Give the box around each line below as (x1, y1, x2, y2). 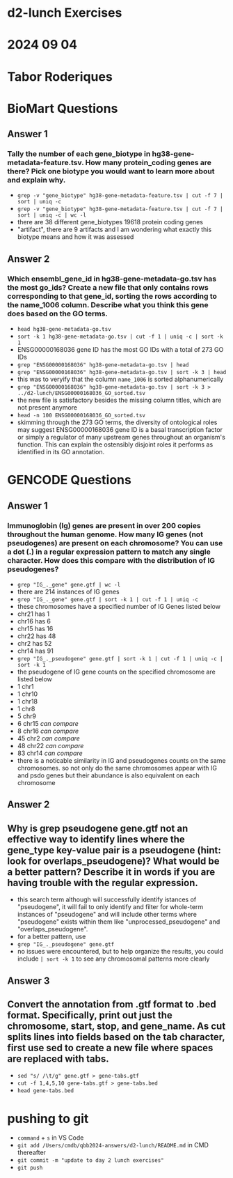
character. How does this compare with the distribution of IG (7, 555, 216, 565)
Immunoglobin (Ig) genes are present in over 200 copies (7, 520, 201, 530)
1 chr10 (17, 690, 38, 698)
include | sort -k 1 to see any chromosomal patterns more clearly (17, 954, 210, 963)
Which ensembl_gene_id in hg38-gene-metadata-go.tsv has (7, 274, 217, 284)
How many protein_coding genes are (85, 158, 212, 168)
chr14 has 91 (17, 646, 54, 655)
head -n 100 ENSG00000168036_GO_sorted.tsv (17, 412, 146, 419)
